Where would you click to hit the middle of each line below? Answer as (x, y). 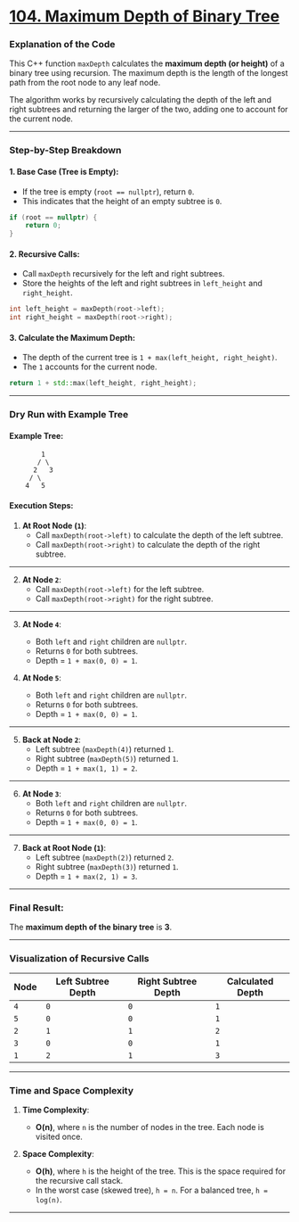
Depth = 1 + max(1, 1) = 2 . (86, 768)
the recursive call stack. (79, 1181)
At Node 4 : (42, 624)
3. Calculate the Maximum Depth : (73, 337)
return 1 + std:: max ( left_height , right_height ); (103, 384)
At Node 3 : (42, 793)
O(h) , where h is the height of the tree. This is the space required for (161, 1171)
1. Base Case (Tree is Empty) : (64, 172)
